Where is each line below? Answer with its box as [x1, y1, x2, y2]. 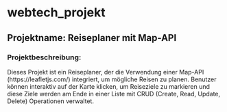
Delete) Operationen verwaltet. [7, 97, 95, 105]
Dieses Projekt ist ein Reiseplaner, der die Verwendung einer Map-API [7, 68, 204, 76]
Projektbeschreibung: [7, 53, 82, 62]
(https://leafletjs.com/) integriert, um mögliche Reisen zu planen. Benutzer [7, 75, 217, 83]
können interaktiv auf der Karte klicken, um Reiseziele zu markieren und [7, 82, 211, 90]
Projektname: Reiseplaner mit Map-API [7, 32, 177, 44]
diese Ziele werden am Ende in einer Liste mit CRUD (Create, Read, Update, [7, 89, 221, 98]
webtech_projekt [7, 5, 106, 20]
